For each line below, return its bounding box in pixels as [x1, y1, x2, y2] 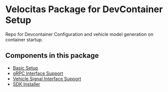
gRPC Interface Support [12, 70, 64, 76]
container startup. [5, 37, 44, 43]
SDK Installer [12, 81, 40, 87]
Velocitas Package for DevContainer [5, 4, 163, 15]
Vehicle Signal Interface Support [12, 75, 81, 82]
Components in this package [5, 51, 99, 60]
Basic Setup [12, 65, 38, 71]
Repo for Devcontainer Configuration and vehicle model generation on [5, 31, 154, 37]
